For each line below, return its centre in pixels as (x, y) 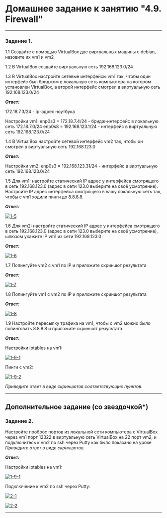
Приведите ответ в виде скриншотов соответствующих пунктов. (74, 387)
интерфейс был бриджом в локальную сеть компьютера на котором (78, 82)
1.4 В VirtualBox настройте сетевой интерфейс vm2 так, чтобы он (74, 141)
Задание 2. (19, 421)
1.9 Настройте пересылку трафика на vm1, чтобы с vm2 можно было (78, 323)
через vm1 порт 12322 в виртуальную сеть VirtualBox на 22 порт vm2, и (81, 437)
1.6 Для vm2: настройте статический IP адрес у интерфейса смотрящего (83, 226)
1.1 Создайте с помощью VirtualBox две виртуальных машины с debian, (81, 52)
